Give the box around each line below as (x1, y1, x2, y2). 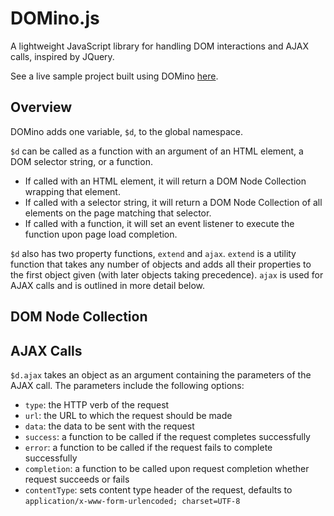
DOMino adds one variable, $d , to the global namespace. (10, 125, 243, 137)
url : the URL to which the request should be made (24, 409, 233, 421)
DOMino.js (10, 7, 100, 30)
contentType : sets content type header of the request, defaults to (24, 483, 293, 496)
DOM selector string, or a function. (10, 155, 153, 167)
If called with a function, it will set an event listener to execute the (24, 217, 295, 229)
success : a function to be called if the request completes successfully (24, 430, 311, 442)
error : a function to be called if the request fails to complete (24, 441, 273, 453)
